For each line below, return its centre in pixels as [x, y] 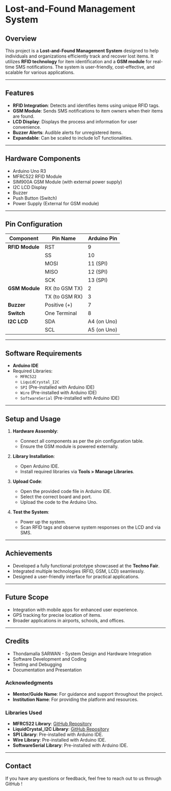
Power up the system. [43, 522]
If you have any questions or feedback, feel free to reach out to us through [83, 778]
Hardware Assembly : [35, 431]
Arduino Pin [103, 238]
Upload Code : [27, 481]
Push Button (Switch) [35, 198]
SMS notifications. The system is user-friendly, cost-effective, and [85, 67]
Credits [17, 642]
